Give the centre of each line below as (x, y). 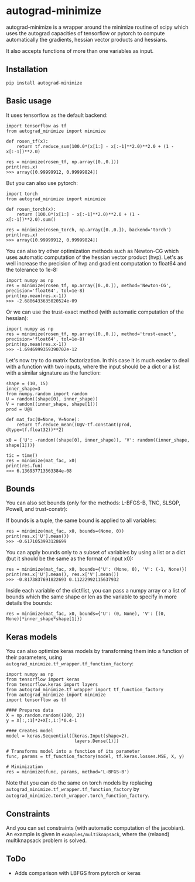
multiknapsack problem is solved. (47, 840)
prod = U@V (19, 409)
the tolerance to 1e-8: (32, 270)
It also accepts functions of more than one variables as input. (80, 51)
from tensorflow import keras (43, 679)
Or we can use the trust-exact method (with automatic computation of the (95, 312)
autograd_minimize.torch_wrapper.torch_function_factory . (78, 795)
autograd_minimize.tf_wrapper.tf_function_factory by (73, 789)
